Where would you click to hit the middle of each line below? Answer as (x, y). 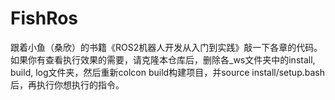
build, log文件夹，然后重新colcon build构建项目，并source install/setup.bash (167, 72)
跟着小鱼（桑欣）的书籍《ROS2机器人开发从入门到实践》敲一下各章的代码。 (166, 47)
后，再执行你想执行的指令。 (67, 84)
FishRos (44, 18)
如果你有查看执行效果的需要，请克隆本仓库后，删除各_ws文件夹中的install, (163, 59)
